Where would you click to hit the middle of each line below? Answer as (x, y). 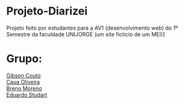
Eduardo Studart (27, 94)
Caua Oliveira (23, 82)
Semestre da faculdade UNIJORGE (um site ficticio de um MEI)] (86, 34)
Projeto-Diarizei (47, 11)
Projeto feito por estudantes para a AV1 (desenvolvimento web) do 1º (92, 28)
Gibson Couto (24, 75)
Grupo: (24, 59)
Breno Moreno (24, 88)
